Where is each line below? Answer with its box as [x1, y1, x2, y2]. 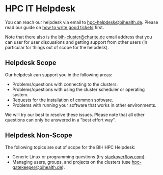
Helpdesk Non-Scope [5, 131, 73, 140]
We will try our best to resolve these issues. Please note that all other [5, 112, 145, 117]
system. [12, 91, 28, 97]
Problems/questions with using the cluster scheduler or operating [12, 87, 145, 92]
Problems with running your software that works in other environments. [12, 102, 157, 108]
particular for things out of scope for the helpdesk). [5, 44, 109, 50]
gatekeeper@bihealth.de [12, 164, 62, 170]
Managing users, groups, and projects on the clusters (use [12, 159, 131, 165]
